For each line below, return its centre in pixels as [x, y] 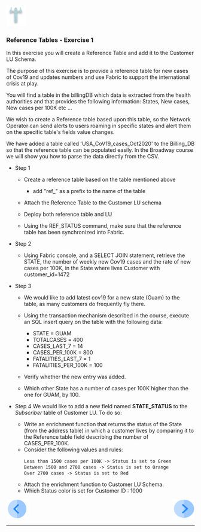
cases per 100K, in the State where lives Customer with [92, 268]
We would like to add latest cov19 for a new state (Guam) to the [102, 298]
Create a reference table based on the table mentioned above [100, 180]
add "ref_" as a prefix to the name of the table [89, 191]
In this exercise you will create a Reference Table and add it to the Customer [100, 53]
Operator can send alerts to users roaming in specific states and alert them [99, 126]
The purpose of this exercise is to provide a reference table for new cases [97, 71]
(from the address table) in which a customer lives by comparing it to [109, 431]
